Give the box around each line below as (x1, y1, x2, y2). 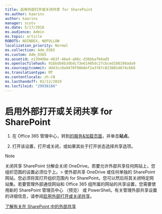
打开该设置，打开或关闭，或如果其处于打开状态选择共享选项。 (12, 143, 136, 149)
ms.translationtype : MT (5, 70, 53, 75)
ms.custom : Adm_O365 (5, 52, 47, 57)
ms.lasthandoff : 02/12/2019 (5, 79, 62, 84)
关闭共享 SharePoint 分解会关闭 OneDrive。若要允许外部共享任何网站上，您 (5, 163, 156, 169)
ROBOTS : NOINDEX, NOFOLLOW (5, 39, 60, 44)
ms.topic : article (5, 34, 42, 39)
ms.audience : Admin (5, 30, 45, 34)
